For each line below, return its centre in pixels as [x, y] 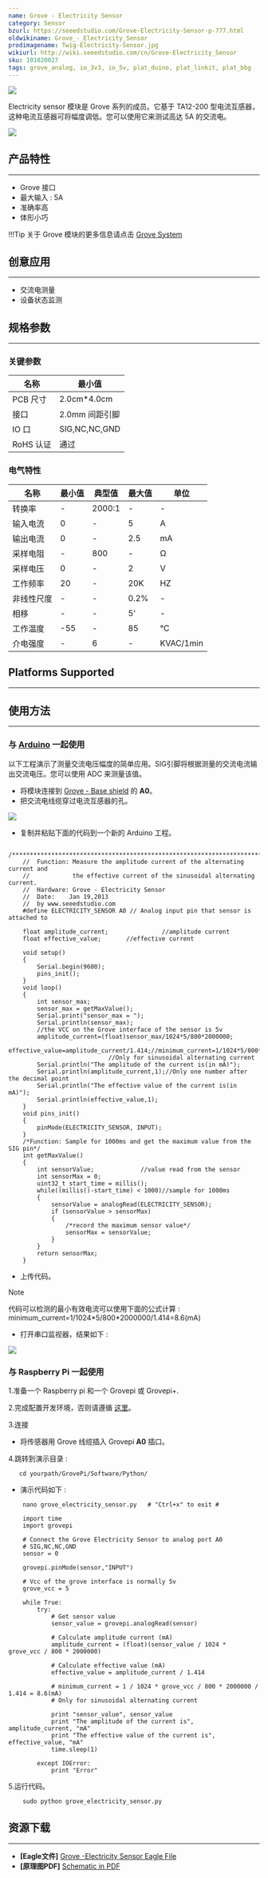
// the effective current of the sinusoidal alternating [139, 876]
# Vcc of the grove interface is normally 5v [100, 1582]
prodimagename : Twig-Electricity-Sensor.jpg [83, 46]
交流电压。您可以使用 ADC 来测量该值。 [80, 774]
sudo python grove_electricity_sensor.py [92, 1801]
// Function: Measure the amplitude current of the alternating [134, 861]
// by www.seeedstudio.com [69, 904]
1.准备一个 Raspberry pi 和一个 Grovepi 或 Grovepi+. [94, 1391]
